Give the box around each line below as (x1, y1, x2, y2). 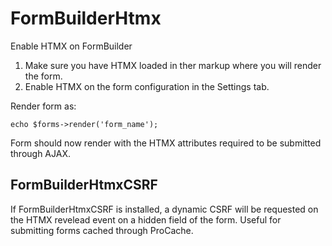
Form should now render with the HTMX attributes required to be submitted (10, 137, 322, 149)
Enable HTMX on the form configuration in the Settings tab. (24, 80, 270, 92)
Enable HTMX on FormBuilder (10, 40, 133, 52)
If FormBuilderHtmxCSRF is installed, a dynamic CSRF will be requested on (10, 203, 319, 215)
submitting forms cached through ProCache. (10, 224, 194, 236)
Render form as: (10, 100, 77, 112)
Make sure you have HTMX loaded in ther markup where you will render (24, 59, 322, 71)
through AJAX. (10, 147, 71, 159)
